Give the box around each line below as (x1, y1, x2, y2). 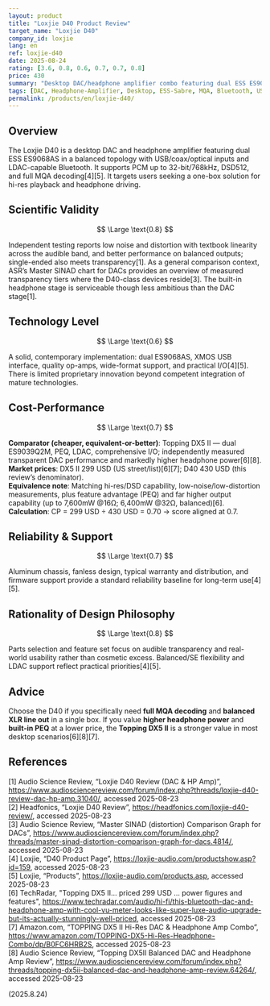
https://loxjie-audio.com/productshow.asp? (113, 854, 256, 863)
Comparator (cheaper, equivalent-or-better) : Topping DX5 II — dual (8, 438, 237, 447)
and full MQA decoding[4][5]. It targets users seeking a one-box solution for (8, 171, 261, 181)
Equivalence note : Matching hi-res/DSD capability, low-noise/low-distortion (8, 480, 261, 490)
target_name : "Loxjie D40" (8, 27, 99, 35)
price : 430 (8, 72, 45, 80)
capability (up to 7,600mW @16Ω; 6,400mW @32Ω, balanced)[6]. (8, 497, 225, 508)
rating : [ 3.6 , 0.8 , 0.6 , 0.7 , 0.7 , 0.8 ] (8, 64, 146, 73)
